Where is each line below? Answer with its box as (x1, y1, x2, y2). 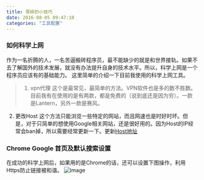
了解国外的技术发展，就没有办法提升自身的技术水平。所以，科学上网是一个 (11, 64, 198, 71)
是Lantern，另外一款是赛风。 (30, 99, 103, 107)
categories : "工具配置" (6, 20, 63, 26)
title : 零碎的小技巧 (6, 8, 53, 15)
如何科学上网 (6, 41, 44, 50)
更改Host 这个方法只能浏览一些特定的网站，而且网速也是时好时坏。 (15, 112, 183, 119)
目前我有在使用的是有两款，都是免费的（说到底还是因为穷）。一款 (30, 92, 193, 99)
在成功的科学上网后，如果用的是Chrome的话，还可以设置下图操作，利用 (6, 159, 186, 166)
